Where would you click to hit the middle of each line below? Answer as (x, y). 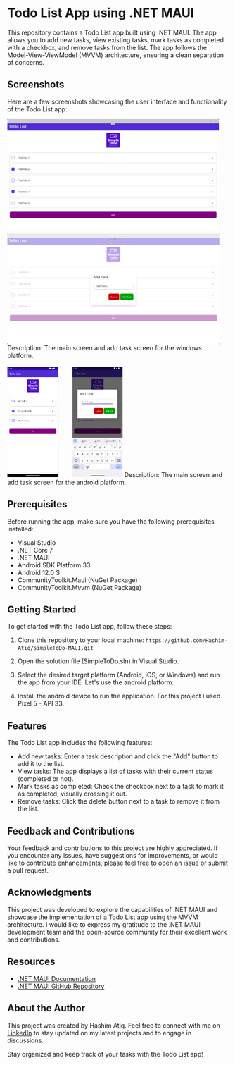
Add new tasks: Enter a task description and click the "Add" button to (118, 756)
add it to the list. (41, 764)
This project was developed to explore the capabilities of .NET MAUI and (113, 909)
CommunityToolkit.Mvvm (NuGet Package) (80, 587)
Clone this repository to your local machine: (81, 640)
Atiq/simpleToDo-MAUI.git (55, 648)
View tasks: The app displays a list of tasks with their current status (115, 771)
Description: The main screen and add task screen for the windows (104, 347)
